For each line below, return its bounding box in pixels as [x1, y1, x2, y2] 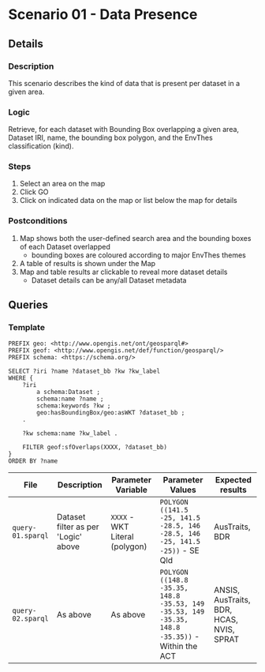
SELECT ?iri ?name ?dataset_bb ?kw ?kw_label [8, 367, 160, 376]
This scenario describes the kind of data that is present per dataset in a [8, 78, 241, 88]
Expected [215, 475, 252, 486]
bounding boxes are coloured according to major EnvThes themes [31, 250, 246, 260]
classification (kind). [8, 141, 74, 151]
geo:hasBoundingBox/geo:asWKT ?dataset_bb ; [36, 409, 185, 417]
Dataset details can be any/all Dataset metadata [31, 275, 187, 285]
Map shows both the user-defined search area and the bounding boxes [19, 233, 252, 242]
